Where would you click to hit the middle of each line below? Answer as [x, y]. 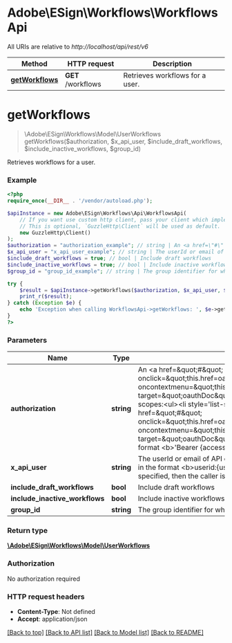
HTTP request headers [46, 597]
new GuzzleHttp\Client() [55, 233]
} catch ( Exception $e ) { [44, 303]
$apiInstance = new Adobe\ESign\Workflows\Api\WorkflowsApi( [97, 213]
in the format [158, 467]
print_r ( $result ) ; [46, 297]
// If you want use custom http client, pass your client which [114, 219]
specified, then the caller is [182, 476]
